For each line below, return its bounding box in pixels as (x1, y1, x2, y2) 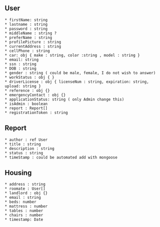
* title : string (5, 141, 41, 147)
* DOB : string (5, 66, 37, 71)
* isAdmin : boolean (5, 101, 48, 106)
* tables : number (5, 208, 43, 213)
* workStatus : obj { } (5, 75, 55, 80)
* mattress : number (5, 204, 48, 209)
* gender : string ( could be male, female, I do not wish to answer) (5, 70, 156, 75)
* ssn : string (5, 62, 37, 67)
